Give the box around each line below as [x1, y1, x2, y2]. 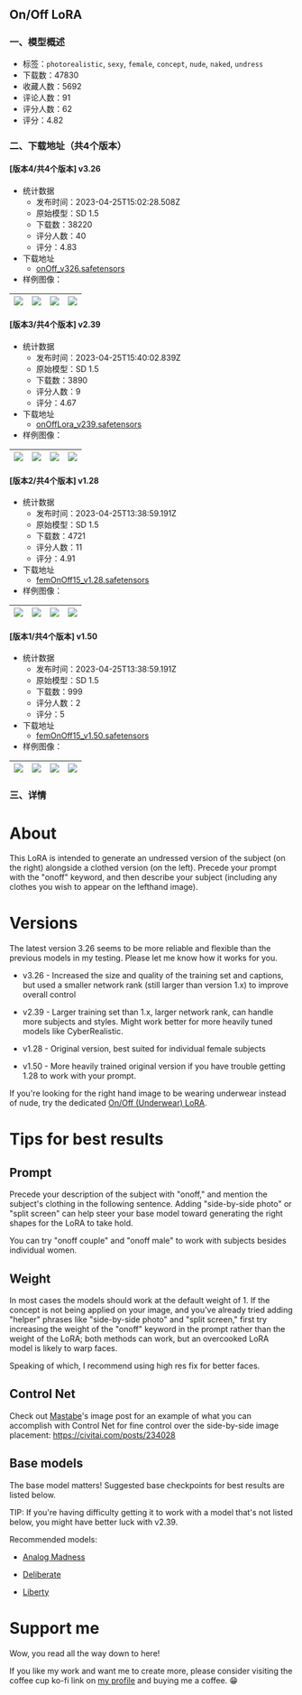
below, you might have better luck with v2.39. [9, 1516, 178, 1527]
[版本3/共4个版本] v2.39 [9, 320, 101, 330]
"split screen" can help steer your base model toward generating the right [9, 1209, 284, 1219]
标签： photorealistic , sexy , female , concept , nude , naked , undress [22, 58, 264, 69]
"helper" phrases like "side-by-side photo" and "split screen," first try [9, 1314, 268, 1325]
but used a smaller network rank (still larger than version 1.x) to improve [22, 979, 289, 991]
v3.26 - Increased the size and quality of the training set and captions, [22, 970, 284, 981]
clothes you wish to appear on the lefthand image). [9, 882, 198, 893]
